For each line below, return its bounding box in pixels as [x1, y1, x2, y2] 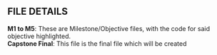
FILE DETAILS [7, 6, 69, 18]
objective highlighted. [7, 32, 71, 40]
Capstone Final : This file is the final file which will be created [7, 39, 187, 48]
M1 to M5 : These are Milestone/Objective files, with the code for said [7, 24, 211, 32]
